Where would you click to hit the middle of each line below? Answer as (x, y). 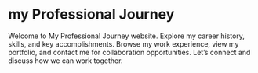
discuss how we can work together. (65, 61)
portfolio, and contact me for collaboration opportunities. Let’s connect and (129, 52)
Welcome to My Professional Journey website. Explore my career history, (127, 36)
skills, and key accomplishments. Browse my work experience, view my (124, 43)
